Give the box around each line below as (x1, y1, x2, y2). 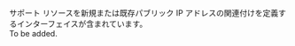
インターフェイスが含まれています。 (16, 19, 148, 29)
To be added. (9, 29, 58, 38)
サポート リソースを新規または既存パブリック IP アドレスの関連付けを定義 (9, 8, 279, 18)
